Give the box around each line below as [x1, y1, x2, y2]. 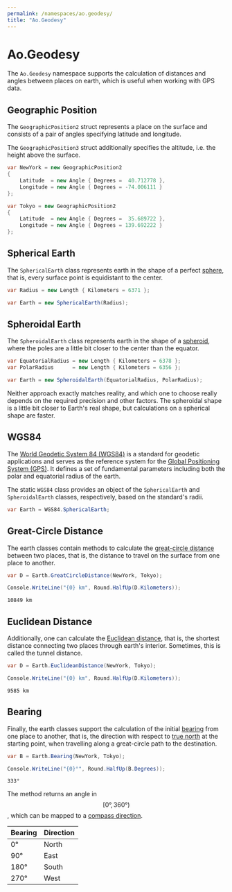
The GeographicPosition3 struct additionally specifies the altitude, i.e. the [7, 144, 216, 152]
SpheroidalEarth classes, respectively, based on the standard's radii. [7, 492, 204, 501]
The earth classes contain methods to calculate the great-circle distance [7, 544, 215, 552]
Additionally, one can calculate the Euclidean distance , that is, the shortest [7, 634, 220, 642]
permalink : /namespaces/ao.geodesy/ [7, 10, 113, 17]
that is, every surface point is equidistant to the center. [7, 273, 163, 282]
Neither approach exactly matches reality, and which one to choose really [7, 389, 217, 397]
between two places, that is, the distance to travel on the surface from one [7, 551, 220, 559]
